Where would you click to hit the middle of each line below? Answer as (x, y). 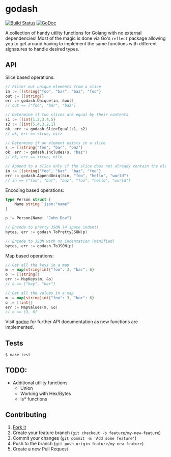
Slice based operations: (30, 77)
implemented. (20, 327)
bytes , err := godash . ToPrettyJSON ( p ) (46, 232)
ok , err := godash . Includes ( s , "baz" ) (46, 152)
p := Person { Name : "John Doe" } (38, 218)
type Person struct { (28, 199)
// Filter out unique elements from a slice (53, 87)
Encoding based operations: (35, 190)
